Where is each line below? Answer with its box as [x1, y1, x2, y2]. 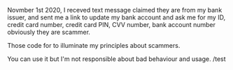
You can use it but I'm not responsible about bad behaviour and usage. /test [7, 55, 226, 63]
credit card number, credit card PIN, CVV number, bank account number [7, 21, 216, 28]
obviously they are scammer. [7, 28, 91, 36]
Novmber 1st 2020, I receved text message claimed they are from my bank [7, 6, 223, 14]
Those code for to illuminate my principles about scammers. [7, 42, 181, 49]
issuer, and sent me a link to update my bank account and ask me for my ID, [7, 13, 226, 21]
